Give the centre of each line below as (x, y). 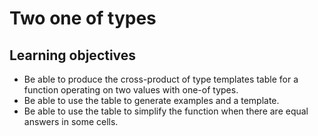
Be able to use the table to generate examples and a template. (151, 100)
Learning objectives (73, 55)
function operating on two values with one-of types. (131, 90)
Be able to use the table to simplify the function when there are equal (166, 111)
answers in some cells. (71, 121)
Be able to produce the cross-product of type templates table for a (161, 79)
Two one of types (83, 18)
